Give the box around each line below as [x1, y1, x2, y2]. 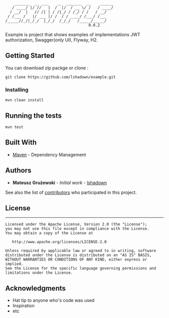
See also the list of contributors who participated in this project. [5, 189, 137, 195]
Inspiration [12, 303, 35, 309]
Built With [5, 138, 37, 147]
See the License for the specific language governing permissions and [5, 266, 156, 271]
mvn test [5, 124, 24, 129]
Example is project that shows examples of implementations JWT [5, 32, 141, 37]
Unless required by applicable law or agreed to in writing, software [5, 248, 156, 254]
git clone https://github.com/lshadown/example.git [5, 74, 116, 79]
